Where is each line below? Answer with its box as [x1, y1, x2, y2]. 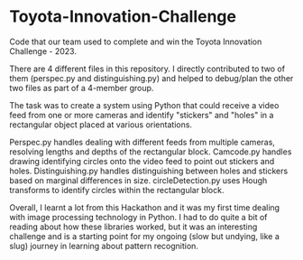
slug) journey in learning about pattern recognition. [9, 240, 198, 251]
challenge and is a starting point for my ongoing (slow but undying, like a [9, 230, 280, 241]
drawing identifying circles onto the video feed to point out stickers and [9, 155, 275, 166]
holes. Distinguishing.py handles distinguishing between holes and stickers [9, 165, 289, 176]
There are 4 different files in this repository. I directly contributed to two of [9, 63, 286, 74]
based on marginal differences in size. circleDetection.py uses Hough [9, 174, 268, 186]
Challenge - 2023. [9, 45, 77, 56]
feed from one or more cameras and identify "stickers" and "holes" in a [9, 109, 274, 120]
